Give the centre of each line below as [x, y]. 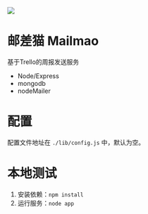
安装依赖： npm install [50, 194]
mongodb [31, 83]
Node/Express [38, 76]
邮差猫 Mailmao [53, 41]
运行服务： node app [46, 203]
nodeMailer [34, 91]
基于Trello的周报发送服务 [43, 62]
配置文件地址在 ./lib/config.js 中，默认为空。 [76, 142]
